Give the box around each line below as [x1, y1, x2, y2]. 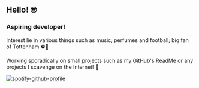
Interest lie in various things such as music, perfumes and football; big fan [6, 36, 189, 44]
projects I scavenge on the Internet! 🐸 [6, 63, 99, 71]
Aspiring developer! [6, 23, 66, 31]
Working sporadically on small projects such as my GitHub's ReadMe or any [6, 57, 194, 64]
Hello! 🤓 [6, 5, 37, 15]
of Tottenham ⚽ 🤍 [6, 43, 49, 50]
